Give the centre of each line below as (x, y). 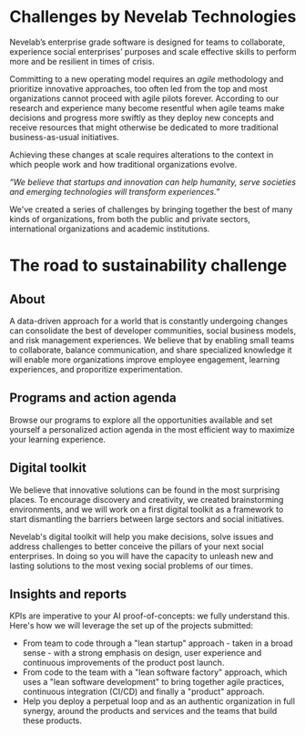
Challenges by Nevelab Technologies (153, 17)
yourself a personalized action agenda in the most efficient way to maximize (152, 429)
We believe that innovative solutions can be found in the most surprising (145, 490)
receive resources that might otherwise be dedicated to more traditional (144, 127)
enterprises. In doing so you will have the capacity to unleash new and (142, 556)
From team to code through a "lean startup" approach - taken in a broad (158, 643)
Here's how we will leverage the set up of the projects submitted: (131, 626)
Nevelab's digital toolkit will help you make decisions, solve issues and (142, 536)
